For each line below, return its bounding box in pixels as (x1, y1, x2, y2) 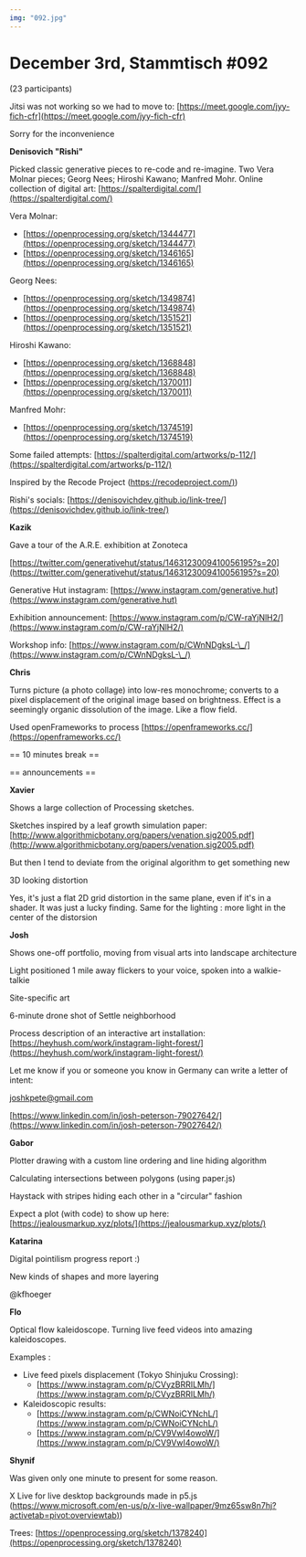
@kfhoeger (9, 1288, 52, 1299)
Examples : (9, 1351, 51, 1362)
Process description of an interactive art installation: (9, 1027, 206, 1038)
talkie (9, 974, 30, 985)
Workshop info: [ (9, 639, 73, 650)
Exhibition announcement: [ (9, 611, 113, 622)
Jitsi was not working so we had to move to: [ (9, 101, 180, 111)
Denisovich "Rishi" (9, 145, 84, 156)
